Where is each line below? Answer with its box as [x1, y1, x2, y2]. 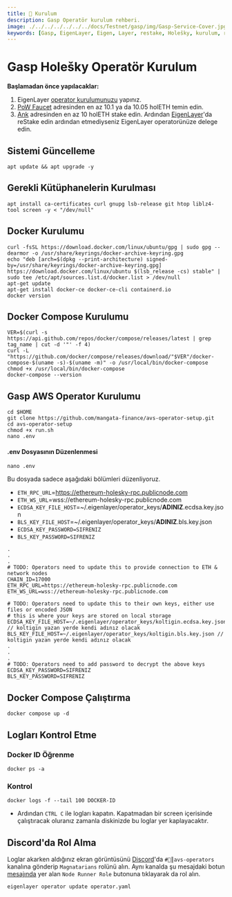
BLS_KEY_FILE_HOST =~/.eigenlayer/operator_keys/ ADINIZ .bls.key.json [17, 518, 213, 526]
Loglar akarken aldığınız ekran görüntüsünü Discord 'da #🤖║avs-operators [7, 855, 215, 864]
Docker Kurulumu [7, 226, 85, 237]
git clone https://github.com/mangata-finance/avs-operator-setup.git [7, 415, 215, 422]
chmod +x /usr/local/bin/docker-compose [7, 365, 126, 372]
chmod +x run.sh [7, 427, 54, 434]
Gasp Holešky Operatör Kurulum [7, 60, 197, 75]
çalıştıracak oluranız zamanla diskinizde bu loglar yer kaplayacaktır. [17, 817, 209, 825]
